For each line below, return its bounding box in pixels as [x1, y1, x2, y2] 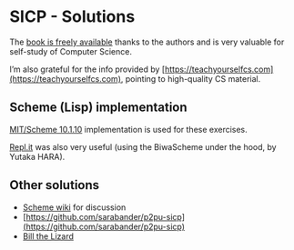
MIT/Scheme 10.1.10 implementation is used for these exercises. [9, 124, 248, 135]
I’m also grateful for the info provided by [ [9, 64, 166, 75]
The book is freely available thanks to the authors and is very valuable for [9, 36, 285, 47]
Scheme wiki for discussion [22, 202, 127, 213]
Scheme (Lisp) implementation [9, 100, 188, 115]
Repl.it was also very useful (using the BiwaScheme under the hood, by [9, 141, 277, 152]
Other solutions [9, 177, 100, 193]
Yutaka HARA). [9, 151, 66, 162]
